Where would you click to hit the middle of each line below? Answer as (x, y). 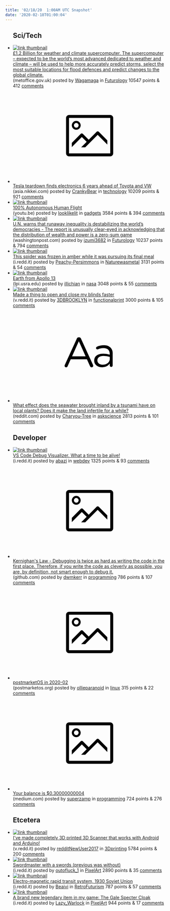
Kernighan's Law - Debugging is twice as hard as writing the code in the (89, 561)
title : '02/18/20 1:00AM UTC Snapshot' (49, 10)
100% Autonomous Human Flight (47, 207)
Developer (30, 438)
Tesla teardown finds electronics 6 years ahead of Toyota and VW (82, 186)
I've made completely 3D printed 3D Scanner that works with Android (86, 838)
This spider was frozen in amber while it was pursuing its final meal (83, 256)
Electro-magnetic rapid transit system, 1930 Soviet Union (73, 881)
